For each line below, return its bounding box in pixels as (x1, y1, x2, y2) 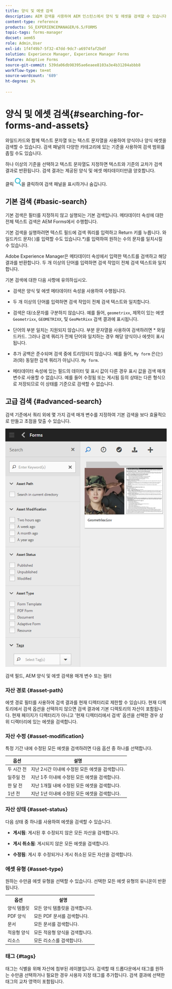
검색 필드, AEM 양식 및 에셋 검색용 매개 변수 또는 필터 (5, 672, 112, 678)
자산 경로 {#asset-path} (5, 687, 64, 694)
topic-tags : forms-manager (5, 30, 63, 35)
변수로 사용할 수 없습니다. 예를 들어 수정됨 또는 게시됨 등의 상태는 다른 (12, 374, 152, 380)
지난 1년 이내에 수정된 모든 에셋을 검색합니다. (31, 790, 121, 797)
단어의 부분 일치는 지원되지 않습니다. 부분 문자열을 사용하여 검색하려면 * (12, 326, 156, 333)
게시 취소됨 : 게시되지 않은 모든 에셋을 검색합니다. (12, 840, 110, 846)
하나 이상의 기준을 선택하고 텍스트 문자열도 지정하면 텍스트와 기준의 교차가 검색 (5, 161, 163, 167)
